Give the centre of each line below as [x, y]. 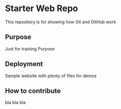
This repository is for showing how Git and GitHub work [60, 22]
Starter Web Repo [42, 8]
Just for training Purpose [30, 48]
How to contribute [33, 91]
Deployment [24, 64]
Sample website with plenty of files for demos [51, 76]
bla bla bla [15, 103]
